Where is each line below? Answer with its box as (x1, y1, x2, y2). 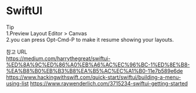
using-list (6, 79, 29, 87)
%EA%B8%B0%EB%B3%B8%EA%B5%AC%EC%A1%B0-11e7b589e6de (6, 67, 184, 74)
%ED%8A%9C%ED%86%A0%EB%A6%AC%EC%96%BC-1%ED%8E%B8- (6, 61, 190, 68)
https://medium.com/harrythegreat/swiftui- (6, 55, 111, 62)
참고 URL (6, 48, 28, 55)
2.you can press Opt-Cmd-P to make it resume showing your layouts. (6, 36, 174, 43)
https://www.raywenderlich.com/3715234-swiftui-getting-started (30, 79, 188, 87)
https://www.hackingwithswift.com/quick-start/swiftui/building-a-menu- (6, 74, 181, 81)
